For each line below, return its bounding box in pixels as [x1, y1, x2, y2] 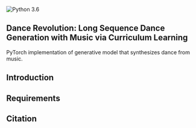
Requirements [6, 93, 60, 103]
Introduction [6, 72, 54, 83]
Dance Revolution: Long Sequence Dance [6, 23, 165, 33]
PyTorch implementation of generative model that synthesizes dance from [6, 48, 190, 56]
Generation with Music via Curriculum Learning [6, 33, 188, 43]
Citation [6, 114, 37, 124]
